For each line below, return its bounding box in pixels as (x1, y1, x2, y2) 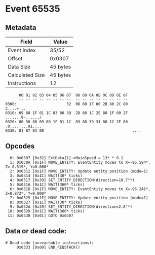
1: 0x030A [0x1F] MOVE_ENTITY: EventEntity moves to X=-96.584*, (10, 160, 151, 165)
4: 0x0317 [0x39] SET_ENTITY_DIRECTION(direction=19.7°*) (10, 177, 135, 183)
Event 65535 (5, 3, 60, 15)
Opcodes (5, 142, 35, 151)
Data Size (8, 63, 31, 70)
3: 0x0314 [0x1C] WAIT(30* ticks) (10, 173, 83, 178)
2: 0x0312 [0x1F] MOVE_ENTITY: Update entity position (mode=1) (10, 168, 148, 174)
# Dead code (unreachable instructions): (5, 240, 94, 245)
